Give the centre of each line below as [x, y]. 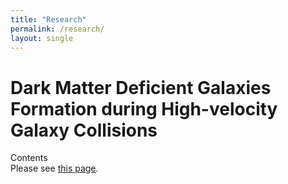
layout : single [42, 38]
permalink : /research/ [57, 29]
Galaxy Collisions [84, 130]
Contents [29, 158]
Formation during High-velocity [144, 108]
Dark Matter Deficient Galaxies [141, 87]
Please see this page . [54, 168]
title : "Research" [48, 19]
